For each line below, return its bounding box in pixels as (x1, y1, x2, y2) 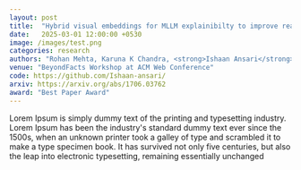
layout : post (9, 13, 58, 22)
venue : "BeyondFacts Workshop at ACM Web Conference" (9, 64, 215, 72)
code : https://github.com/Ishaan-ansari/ (9, 72, 167, 81)
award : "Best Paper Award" (9, 88, 110, 97)
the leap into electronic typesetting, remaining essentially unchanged (9, 150, 264, 161)
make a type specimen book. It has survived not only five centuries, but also (9, 140, 291, 152)
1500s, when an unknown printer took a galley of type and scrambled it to (9, 132, 281, 142)
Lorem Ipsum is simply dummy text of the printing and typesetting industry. (9, 113, 287, 123)
